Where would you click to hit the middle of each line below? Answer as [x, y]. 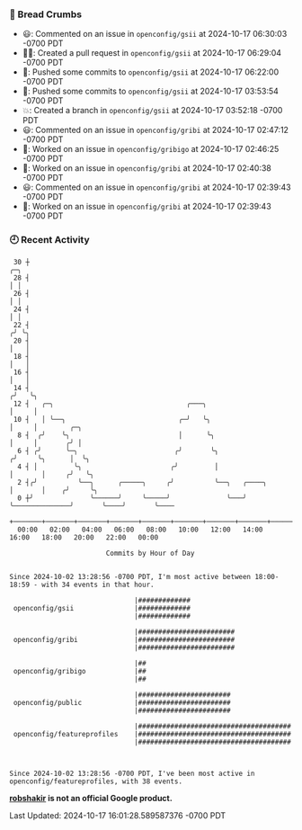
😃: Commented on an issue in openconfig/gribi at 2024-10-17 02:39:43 [156, 187]
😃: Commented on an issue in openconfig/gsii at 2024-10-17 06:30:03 [155, 34]
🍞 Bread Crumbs [46, 14]
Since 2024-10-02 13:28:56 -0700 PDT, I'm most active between [130, 576]
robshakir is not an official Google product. [91, 798]
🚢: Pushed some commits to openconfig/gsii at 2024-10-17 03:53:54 [150, 91]
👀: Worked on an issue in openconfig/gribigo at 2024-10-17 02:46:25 [151, 149]
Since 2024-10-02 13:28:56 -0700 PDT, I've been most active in [132, 773]
